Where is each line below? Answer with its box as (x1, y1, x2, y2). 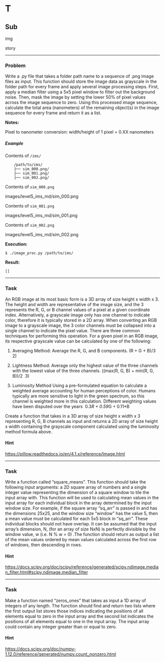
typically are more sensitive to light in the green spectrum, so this (12, 393, 145, 399)
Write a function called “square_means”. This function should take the (5, 479, 146, 485)
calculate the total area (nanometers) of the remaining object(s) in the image (5, 105, 160, 111)
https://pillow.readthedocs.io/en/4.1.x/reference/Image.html (5, 451, 125, 456)
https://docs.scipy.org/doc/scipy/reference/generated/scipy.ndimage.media (5, 564, 159, 570)
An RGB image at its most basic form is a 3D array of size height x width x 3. (5, 296, 160, 302)
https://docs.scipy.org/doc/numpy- (5, 646, 76, 652)
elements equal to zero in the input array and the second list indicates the (5, 613, 154, 619)
